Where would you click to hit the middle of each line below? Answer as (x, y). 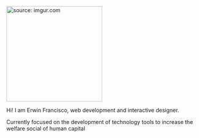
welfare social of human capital (46, 129)
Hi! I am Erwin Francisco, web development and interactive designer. (93, 110)
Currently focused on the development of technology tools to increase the (100, 122)
